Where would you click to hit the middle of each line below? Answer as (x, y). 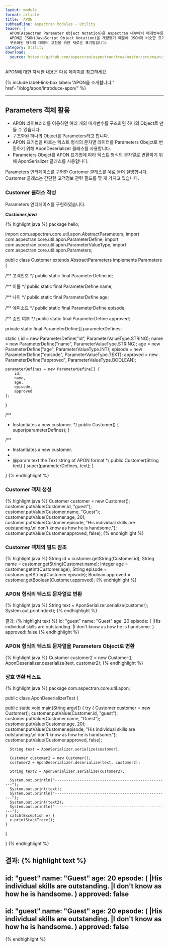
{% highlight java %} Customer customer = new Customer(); (68, 501)
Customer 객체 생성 (28, 489)
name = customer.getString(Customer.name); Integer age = (67, 564)
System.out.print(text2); (37, 802)
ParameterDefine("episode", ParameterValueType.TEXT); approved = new (82, 355)
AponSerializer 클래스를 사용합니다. (53, 161)
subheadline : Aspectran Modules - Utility (50, 24)
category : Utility (24, 47)
